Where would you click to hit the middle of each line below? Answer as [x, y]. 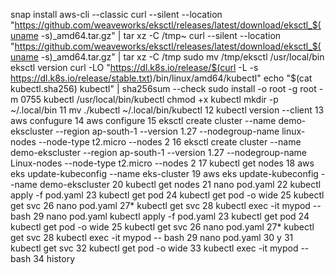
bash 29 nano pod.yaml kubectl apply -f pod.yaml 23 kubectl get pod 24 [160, 216]
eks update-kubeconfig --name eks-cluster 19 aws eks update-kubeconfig [164, 173]
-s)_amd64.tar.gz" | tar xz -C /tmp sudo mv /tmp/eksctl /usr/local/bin [182, 57]
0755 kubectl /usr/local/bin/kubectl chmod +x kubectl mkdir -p [149, 99]
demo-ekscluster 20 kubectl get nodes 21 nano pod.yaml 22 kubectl [180, 184]
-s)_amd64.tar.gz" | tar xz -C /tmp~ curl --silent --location [161, 35]
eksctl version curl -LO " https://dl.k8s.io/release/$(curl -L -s [134, 67]
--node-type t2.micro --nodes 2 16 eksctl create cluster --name [170, 142]
